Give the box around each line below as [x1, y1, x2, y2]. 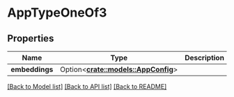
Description [184, 53, 225, 62]
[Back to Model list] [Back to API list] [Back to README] [7, 82, 167, 91]
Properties [7, 33, 54, 44]
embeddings [10, 64, 54, 74]
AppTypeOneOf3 [7, 5, 107, 21]
